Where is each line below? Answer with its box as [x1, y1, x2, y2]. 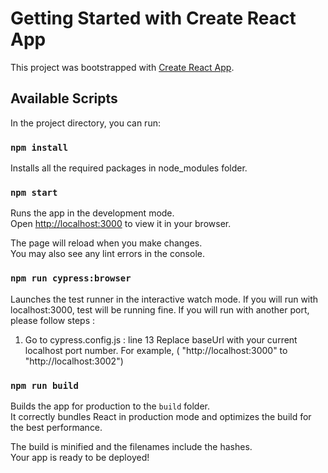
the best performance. [10, 421, 103, 433]
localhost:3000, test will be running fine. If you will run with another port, [10, 303, 310, 316]
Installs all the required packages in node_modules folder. [10, 162, 248, 174]
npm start [10, 187, 58, 198]
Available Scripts [10, 90, 118, 107]
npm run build [10, 380, 79, 391]
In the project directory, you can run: [10, 117, 161, 129]
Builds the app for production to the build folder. [10, 400, 211, 412]
